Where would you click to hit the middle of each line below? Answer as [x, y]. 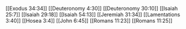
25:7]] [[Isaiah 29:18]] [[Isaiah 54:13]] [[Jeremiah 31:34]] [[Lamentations [93, 14]
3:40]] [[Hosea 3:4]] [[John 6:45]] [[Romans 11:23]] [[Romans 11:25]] [89, 21]
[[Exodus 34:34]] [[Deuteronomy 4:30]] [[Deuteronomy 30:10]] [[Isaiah [92, 8]
